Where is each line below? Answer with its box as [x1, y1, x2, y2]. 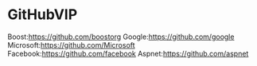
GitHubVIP [7, 6, 78, 24]
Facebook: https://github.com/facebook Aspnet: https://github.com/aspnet [7, 49, 249, 58]
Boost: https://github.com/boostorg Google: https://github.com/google [7, 32, 235, 41]
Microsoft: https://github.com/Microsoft [7, 40, 136, 49]
